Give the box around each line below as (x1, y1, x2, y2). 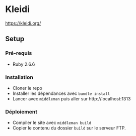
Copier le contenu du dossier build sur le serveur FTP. (12, 125, 126, 131)
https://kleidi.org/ (5, 20, 41, 26)
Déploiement (5, 108, 38, 115)
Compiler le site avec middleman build (12, 119, 92, 126)
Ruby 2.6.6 (12, 61, 35, 67)
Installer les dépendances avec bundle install (12, 90, 110, 96)
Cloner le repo (12, 85, 43, 91)
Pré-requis (5, 50, 32, 57)
